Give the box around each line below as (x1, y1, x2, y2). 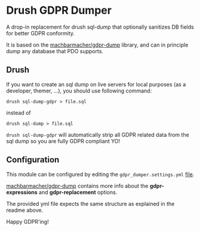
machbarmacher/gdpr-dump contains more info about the (6, 182, 149, 189)
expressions (6, 189, 38, 196)
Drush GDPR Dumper (6, 4, 112, 17)
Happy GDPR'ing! (6, 218, 49, 225)
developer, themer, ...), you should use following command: (6, 87, 152, 94)
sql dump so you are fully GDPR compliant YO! (6, 137, 121, 144)
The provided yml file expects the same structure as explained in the (6, 200, 175, 207)
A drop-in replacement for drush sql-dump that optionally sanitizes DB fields (6, 23, 194, 30)
